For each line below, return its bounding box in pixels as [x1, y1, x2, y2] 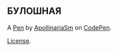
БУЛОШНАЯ [7, 5, 62, 17]
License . [7, 37, 32, 45]
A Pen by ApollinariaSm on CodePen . [7, 23, 112, 31]
